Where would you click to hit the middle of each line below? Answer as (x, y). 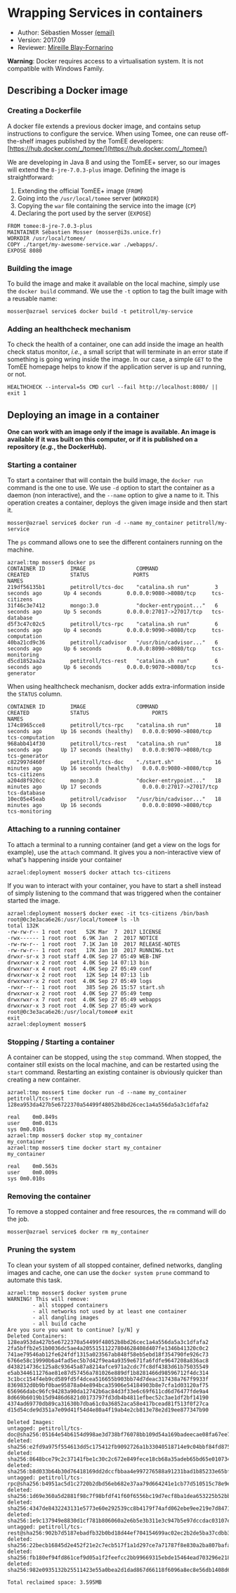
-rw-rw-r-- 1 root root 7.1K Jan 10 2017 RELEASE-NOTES (94, 944)
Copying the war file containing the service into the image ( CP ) (107, 205)
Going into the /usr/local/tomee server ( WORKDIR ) (88, 198)
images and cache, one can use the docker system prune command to (109, 1272)
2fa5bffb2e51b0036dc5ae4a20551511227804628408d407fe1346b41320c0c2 (108, 1348)
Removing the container (49, 1196)
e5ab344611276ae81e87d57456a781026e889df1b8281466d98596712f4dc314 (108, 1373)
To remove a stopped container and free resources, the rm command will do (117, 1212)
